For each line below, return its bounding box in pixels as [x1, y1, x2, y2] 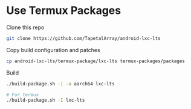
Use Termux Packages [6, 4, 121, 18]
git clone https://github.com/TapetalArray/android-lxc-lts [6, 35, 161, 41]
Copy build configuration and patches [6, 46, 101, 53]
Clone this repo [6, 24, 45, 31]
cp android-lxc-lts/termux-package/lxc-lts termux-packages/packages [6, 58, 186, 64]
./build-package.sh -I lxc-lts [6, 97, 85, 104]
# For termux [6, 91, 39, 97]
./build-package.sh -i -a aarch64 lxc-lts [6, 81, 115, 87]
